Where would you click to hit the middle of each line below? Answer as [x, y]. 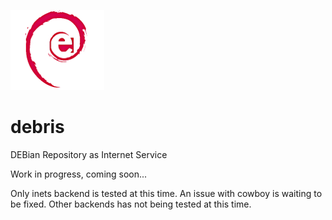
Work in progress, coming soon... [79, 174]
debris [37, 127]
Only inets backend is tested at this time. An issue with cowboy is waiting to [166, 193]
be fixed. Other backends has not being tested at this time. [131, 204]
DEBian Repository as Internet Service [89, 154]
